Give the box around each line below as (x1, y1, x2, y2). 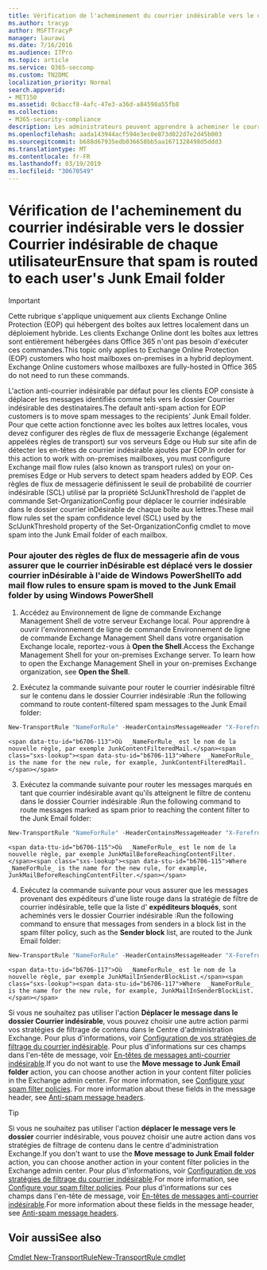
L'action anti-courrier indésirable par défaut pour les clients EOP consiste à (8, 386, 254, 395)
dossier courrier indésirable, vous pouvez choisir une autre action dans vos (8, 1131, 257, 1141)
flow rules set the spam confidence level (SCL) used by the (8, 513, 203, 522)
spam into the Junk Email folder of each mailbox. (8, 529, 168, 539)
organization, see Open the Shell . (19, 667, 130, 677)
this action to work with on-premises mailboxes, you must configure (8, 454, 230, 463)
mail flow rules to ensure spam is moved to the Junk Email (8, 580, 237, 591)
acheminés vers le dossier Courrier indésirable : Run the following (19, 910, 234, 920)
